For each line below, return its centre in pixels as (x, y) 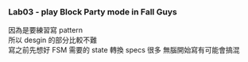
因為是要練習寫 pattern (46, 30)
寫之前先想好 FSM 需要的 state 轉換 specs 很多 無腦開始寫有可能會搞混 (124, 50)
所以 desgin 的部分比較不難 (53, 40)
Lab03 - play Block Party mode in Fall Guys (93, 12)
